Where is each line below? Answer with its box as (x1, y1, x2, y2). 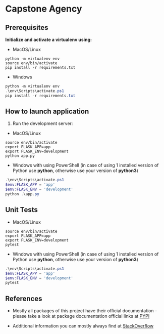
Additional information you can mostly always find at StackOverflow (12, 323, 154, 329)
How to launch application (5, 107, 89, 116)
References (5, 294, 42, 303)
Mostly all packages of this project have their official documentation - (12, 308, 157, 314)
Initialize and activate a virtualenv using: (5, 36, 92, 43)
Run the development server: (12, 120, 73, 127)
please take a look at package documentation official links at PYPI (12, 313, 150, 319)
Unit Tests (5, 205, 38, 214)
